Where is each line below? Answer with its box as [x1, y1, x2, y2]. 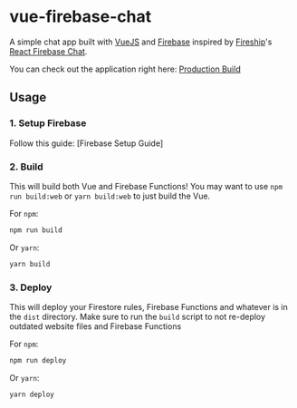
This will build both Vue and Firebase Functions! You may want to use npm [9, 180, 283, 191]
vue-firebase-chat [9, 6, 152, 27]
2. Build [9, 160, 43, 173]
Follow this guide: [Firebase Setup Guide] [9, 138, 164, 149]
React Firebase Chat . [9, 45, 88, 56]
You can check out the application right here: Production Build [9, 63, 242, 74]
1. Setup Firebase [9, 117, 87, 130]
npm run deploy [9, 355, 67, 364]
